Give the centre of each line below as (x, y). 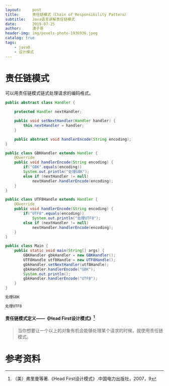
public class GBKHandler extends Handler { (52, 153)
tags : (11, 43)
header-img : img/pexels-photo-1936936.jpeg (52, 33)
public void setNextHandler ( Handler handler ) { (65, 121)
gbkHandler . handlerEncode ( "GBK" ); (59, 269)
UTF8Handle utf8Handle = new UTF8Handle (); (69, 260)
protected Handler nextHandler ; (48, 112)
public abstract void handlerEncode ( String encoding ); (73, 139)
